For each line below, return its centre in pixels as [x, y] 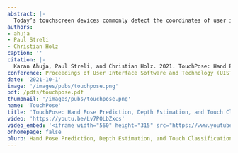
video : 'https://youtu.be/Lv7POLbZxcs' [66, 118]
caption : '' [25, 54]
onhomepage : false [34, 132]
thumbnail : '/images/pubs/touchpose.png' [69, 99]
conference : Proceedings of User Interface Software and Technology [110, 73]
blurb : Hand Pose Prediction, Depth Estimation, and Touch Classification [120, 138]
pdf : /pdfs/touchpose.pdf [45, 92]
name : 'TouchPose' [34, 106]
